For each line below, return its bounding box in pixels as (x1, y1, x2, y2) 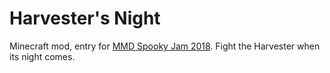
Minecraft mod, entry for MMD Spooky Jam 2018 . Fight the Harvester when (9, 40, 321, 52)
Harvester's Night (9, 7, 161, 30)
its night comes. (9, 50, 76, 62)
